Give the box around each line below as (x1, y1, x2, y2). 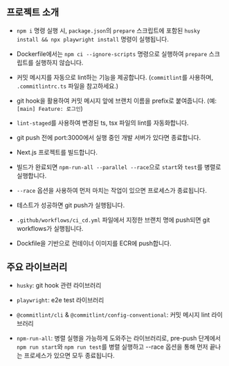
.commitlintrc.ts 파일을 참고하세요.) (16, 82, 119, 90)
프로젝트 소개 (6, 6, 59, 19)
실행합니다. (16, 171, 47, 180)
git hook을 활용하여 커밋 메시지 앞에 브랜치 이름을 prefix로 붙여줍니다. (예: (16, 96, 217, 105)
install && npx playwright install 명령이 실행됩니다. (16, 35, 169, 43)
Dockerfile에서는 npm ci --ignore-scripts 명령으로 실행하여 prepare (16, 49, 208, 58)
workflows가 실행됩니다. (16, 224, 84, 232)
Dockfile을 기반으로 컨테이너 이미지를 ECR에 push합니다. (16, 238, 172, 247)
